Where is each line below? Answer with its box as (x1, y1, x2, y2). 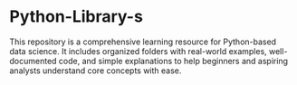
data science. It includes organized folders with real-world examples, (9, 45, 267, 56)
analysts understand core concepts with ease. (9, 65, 182, 76)
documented (9, 55, 57, 66)
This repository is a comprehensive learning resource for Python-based (9, 36, 277, 47)
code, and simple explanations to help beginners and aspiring (58, 55, 288, 66)
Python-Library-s (9, 6, 143, 27)
